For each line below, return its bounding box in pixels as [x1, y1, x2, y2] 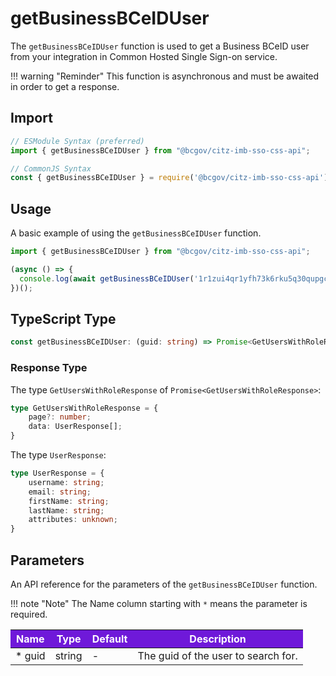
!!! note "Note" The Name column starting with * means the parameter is [10, 597, 308, 609]
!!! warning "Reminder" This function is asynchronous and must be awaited [10, 70, 320, 82]
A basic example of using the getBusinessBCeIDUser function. [10, 227, 262, 239]
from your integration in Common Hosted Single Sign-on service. [10, 50, 278, 62]
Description [189, 632, 247, 646]
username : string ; [28, 477, 105, 487]
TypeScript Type [10, 310, 117, 327]
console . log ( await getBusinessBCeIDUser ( [19, 273, 195, 284]
